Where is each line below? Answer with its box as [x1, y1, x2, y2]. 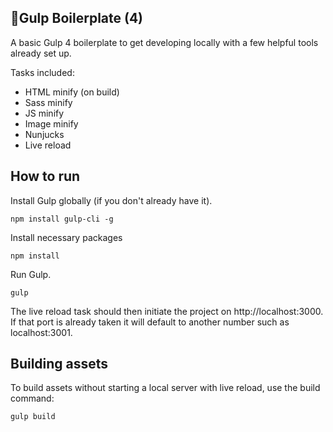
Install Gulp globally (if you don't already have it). [10, 194, 213, 206]
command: [10, 392, 55, 405]
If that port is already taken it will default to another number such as [10, 316, 290, 328]
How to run [10, 168, 81, 185]
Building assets [10, 356, 109, 373]
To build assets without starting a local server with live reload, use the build [10, 382, 321, 394]
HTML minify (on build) [24, 86, 120, 98]
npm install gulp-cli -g [10, 214, 114, 224]
